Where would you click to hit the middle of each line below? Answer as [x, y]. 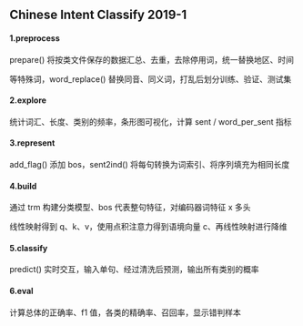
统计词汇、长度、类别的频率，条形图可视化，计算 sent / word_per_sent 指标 [151, 121]
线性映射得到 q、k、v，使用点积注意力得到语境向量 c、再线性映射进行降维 [148, 227]
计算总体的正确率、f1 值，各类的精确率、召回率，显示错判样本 [125, 312]
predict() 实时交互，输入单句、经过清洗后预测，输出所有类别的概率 [134, 270]
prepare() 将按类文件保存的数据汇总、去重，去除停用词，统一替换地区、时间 [151, 59]
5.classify [29, 248]
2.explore [28, 100]
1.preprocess [35, 38]
